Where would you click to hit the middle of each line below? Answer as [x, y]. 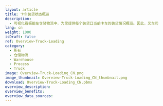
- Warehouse [22, 60]
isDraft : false [20, 37]
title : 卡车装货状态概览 [27, 14]
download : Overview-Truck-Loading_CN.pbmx [49, 82]
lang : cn [14, 28]
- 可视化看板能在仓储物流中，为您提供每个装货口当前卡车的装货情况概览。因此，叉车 [82, 23]
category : [15, 46]
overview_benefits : [25, 91]
